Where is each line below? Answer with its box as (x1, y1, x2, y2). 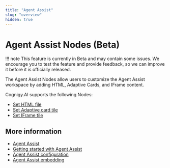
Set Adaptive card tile (12, 107, 58, 113)
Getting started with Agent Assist (12, 146, 82, 152)
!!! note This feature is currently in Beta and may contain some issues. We (5, 55, 159, 62)
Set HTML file (12, 101, 42, 107)
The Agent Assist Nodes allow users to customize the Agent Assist (5, 76, 145, 82)
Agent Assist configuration (12, 151, 69, 158)
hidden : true (5, 17, 33, 22)
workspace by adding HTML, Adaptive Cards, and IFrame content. (5, 82, 144, 88)
